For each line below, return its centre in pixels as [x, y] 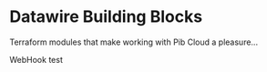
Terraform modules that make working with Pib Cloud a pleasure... [133, 42]
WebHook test [36, 59]
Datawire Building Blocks [106, 17]
